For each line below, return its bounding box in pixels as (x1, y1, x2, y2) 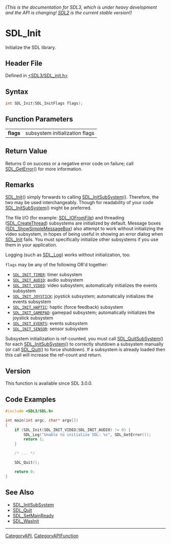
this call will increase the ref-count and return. (5, 352, 102, 358)
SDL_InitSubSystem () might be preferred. (5, 205, 92, 211)
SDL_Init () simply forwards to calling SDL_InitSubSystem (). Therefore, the (5, 194, 159, 200)
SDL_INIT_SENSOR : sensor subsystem (12, 326, 88, 332)
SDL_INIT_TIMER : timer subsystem (12, 271, 82, 278)
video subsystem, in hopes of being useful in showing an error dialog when (5, 231, 163, 237)
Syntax (5, 87, 28, 96)
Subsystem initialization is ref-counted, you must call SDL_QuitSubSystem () (5, 336, 164, 342)
